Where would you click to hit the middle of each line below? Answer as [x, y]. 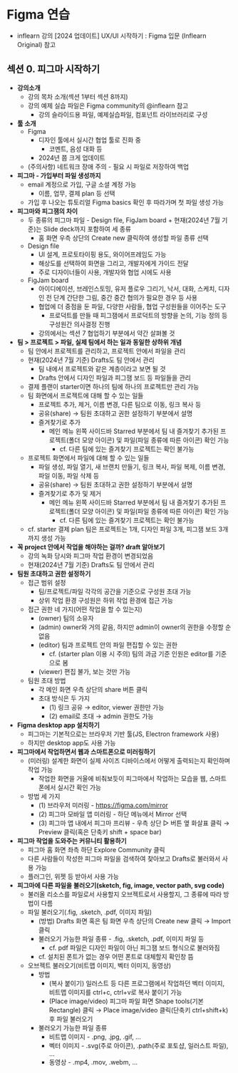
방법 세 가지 [44, 796]
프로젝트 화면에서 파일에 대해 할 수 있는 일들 [88, 457]
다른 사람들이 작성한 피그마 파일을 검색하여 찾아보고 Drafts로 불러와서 [124, 859]
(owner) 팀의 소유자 [66, 618]
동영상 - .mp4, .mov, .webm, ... [93, 1062]
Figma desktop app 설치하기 [58, 725]
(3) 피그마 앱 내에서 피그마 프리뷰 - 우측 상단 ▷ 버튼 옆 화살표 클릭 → [134, 823]
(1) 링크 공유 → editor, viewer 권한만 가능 [107, 707]
